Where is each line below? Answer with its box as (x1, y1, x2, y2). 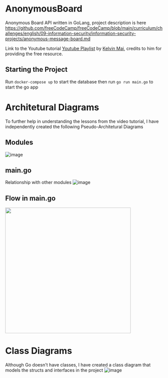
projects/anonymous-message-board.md (5, 36, 91, 42)
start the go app (5, 84, 39, 90)
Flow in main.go (5, 194, 56, 203)
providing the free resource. (5, 51, 63, 57)
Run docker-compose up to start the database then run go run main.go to (5, 78, 153, 84)
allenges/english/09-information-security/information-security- (5, 30, 136, 36)
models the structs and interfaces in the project (5, 367, 103, 373)
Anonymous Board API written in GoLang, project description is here (5, 20, 146, 26)
